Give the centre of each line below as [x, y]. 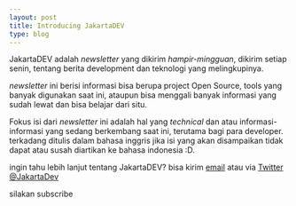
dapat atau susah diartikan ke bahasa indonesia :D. [102, 150]
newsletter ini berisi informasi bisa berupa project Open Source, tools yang [146, 86]
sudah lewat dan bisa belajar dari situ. [78, 105]
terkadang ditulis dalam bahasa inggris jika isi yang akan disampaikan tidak [146, 141]
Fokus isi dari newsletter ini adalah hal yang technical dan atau [123, 122]
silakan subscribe [41, 194]
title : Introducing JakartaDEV [67, 26]
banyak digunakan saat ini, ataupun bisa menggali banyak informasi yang [143, 95]
